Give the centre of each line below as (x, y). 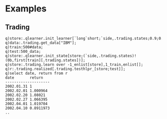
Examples (26, 9)
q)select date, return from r (37, 73)
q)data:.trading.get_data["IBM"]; (41, 43)
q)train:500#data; (24, 47)
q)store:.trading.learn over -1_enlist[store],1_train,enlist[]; (74, 65)
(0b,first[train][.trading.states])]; (45, 60)
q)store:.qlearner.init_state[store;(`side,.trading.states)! (71, 56)
